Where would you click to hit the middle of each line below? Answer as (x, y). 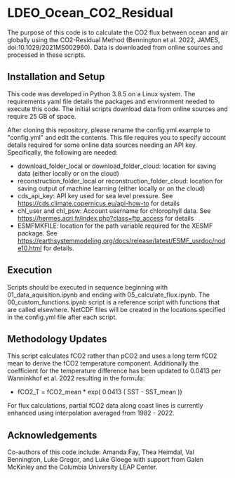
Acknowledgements (52, 435)
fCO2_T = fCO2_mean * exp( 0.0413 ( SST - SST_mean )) (100, 392)
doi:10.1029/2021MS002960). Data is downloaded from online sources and (115, 47)
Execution (30, 270)
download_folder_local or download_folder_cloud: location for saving (116, 166)
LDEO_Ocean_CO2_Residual (90, 13)
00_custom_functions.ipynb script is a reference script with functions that (114, 302)
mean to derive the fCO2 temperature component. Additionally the (103, 363)
